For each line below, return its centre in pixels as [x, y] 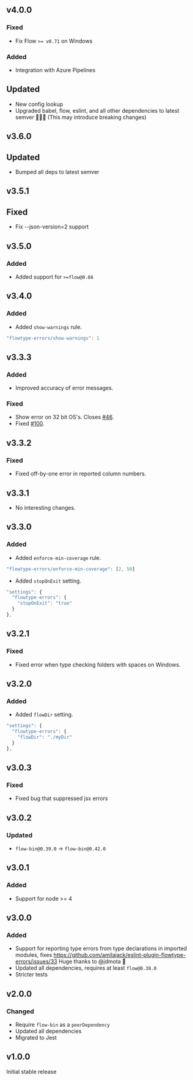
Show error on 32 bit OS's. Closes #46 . [64, 417]
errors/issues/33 [36, 962]
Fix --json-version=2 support [52, 227]
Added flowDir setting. [44, 715]
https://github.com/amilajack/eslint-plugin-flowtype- [120, 955]
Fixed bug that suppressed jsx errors [61, 798]
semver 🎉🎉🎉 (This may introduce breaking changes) [81, 117]
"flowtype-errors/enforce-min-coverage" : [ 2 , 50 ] [71, 569]
